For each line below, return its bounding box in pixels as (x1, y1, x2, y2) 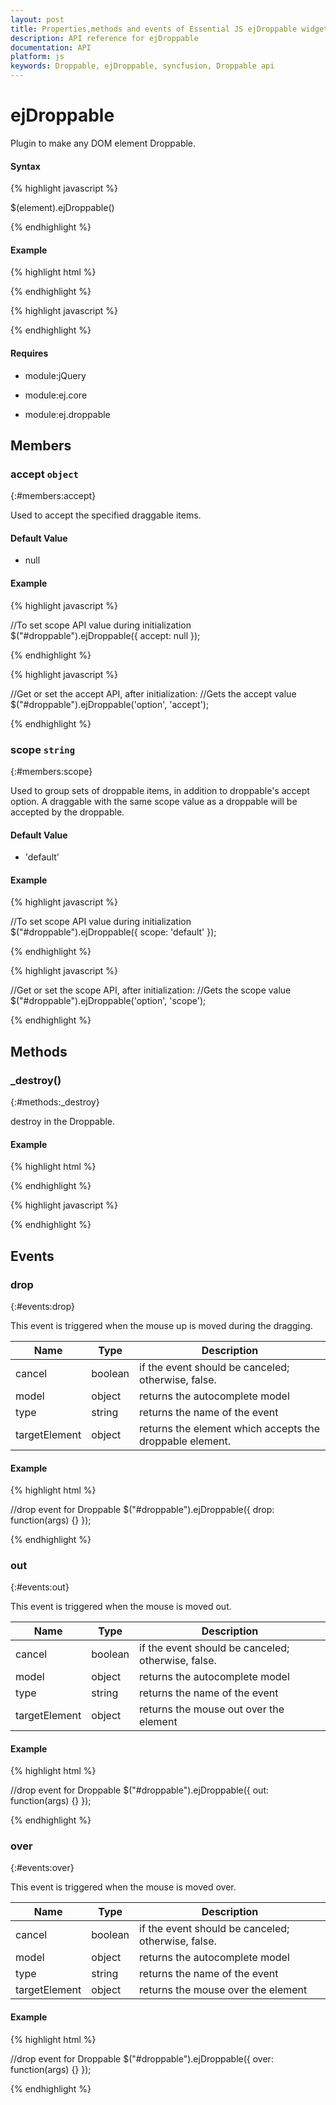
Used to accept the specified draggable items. (10, 509, 202, 521)
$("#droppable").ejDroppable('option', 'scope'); (10, 995, 207, 1007)
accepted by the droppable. (10, 806, 125, 818)
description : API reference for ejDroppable (10, 33, 199, 43)
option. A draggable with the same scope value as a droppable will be (10, 795, 298, 807)
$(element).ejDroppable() (10, 202, 115, 214)
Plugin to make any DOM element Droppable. (10, 137, 197, 149)
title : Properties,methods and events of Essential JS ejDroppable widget (10, 24, 329, 34)
